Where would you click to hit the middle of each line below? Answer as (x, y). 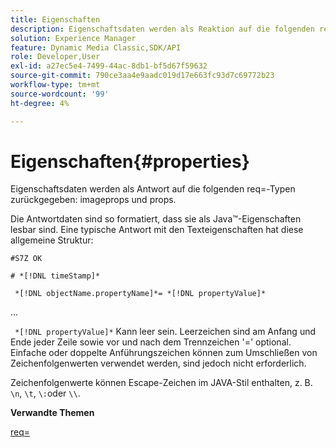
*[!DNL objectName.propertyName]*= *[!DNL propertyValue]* (140, 294)
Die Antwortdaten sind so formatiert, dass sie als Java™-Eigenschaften (156, 219)
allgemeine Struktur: (52, 240)
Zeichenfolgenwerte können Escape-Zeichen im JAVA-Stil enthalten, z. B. (161, 383)
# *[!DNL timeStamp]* (55, 276)
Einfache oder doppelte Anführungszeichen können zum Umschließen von (164, 353)
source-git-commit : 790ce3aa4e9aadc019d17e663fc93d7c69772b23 (142, 76)
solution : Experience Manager (73, 38)
